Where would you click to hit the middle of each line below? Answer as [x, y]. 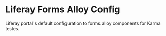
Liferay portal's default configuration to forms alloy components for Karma [83, 23]
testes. [12, 28]
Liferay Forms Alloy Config [63, 9]
